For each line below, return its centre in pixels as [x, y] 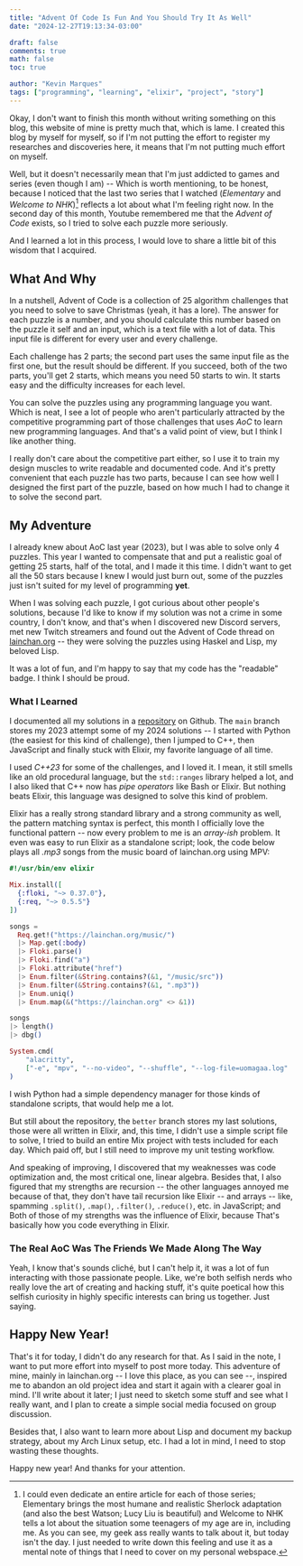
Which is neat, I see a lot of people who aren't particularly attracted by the [147, 413]
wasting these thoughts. [54, 1450]
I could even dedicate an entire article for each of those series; [139, 1494]
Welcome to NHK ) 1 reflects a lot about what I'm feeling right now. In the [142, 203]
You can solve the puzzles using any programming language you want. [141, 403]
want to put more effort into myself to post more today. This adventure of [145, 1366]
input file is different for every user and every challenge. [114, 339]
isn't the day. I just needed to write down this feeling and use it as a [147, 1542]
